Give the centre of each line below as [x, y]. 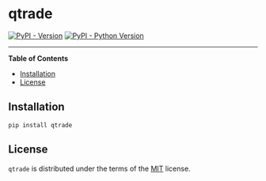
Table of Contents [38, 58]
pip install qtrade [40, 125]
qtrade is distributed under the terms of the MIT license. [100, 168]
